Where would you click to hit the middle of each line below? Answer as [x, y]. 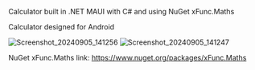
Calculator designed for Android [62, 27]
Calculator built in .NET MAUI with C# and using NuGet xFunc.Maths [121, 12]
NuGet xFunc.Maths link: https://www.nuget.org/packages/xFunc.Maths [127, 58]
